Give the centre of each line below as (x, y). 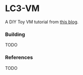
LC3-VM (22, 8)
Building (15, 34)
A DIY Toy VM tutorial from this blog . (42, 22)
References (19, 58)
